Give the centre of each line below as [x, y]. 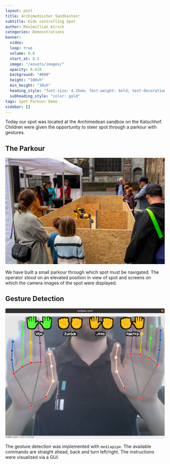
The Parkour [25, 149]
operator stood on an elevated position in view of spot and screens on [78, 277]
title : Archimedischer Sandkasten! [43, 16]
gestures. [15, 133]
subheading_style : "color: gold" [45, 96]
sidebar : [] [18, 107]
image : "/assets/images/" [37, 64]
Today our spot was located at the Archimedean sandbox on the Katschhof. [84, 122]
